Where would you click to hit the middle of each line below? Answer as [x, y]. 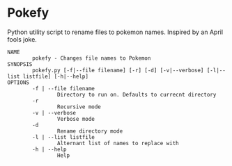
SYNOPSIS [20, 64]
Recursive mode [79, 107]
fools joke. [22, 39]
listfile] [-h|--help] [56, 76]
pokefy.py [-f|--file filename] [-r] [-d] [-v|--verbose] [118, 70]
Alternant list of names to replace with [118, 143]
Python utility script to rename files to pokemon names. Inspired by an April [115, 32]
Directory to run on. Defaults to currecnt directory [137, 94]
